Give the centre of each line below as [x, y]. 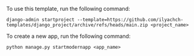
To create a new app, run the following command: [68, 36]
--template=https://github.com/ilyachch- [130, 20]
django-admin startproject [40, 20]
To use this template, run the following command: [68, 9]
